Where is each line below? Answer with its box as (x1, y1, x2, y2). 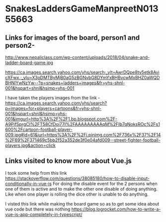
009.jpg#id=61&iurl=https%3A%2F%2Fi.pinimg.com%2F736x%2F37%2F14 (5, 132, 161, 137)
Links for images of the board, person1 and (5, 33, 140, 42)
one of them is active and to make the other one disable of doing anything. (5, 186, 158, 192)
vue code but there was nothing (5, 206, 71, 212)
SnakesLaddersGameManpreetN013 (5, 3, 159, 14)
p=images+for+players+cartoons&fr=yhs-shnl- (5, 106, 102, 111)
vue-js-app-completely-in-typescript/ (5, 211, 83, 217)
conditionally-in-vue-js (5, 180, 52, 187)
